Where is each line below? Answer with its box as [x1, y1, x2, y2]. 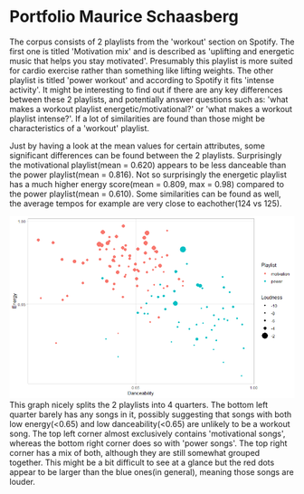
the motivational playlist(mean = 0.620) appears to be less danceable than [9, 159, 287, 170]
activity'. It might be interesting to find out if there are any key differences [9, 84, 283, 95]
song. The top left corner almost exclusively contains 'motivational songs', [9, 428, 286, 439]
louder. [9, 476, 36, 487]
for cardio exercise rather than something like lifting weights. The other [9, 65, 274, 76]
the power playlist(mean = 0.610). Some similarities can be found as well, [9, 188, 282, 199]
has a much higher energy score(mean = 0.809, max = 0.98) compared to [9, 178, 285, 189]
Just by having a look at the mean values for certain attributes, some [9, 140, 265, 151]
